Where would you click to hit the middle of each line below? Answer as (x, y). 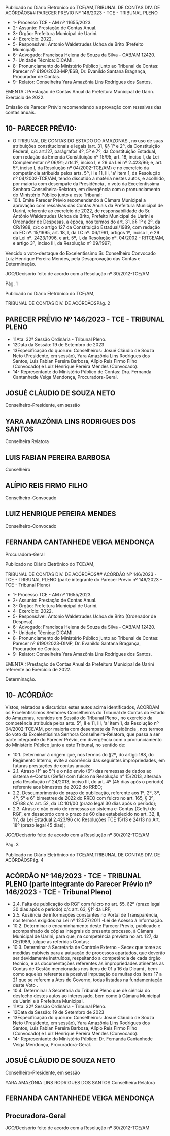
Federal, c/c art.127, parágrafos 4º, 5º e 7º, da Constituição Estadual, (84, 151)
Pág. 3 (12, 845)
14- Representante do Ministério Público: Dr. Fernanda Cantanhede (83, 1039)
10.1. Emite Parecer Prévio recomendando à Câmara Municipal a (79, 200)
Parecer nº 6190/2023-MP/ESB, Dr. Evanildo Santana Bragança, (79, 71)
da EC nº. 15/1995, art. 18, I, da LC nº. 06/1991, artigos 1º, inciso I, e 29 (86, 232)
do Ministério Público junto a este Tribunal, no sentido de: (65, 745)
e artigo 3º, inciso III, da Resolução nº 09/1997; (62, 243)
